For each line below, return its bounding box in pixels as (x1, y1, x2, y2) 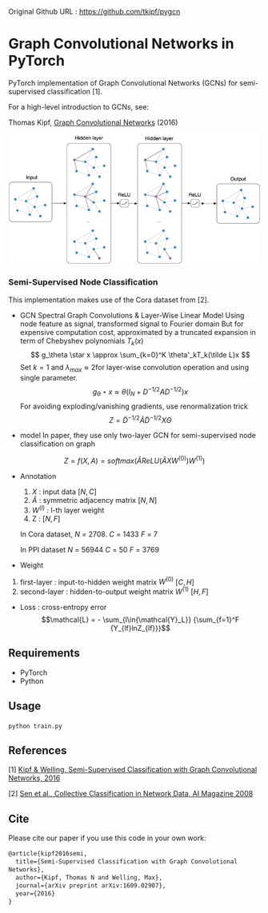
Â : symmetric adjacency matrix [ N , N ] (31, 495, 158, 504)
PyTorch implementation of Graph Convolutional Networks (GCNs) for (8, 78, 238, 87)
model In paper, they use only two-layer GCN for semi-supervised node (19, 431, 257, 441)
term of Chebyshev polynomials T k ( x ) (19, 336, 144, 347)
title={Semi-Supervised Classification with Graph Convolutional (15, 858, 238, 866)
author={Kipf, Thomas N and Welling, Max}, (15, 874, 162, 882)
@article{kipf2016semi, (8, 850, 88, 858)
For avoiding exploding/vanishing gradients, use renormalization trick (19, 401, 248, 411)
